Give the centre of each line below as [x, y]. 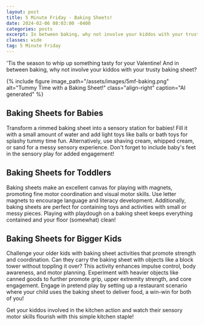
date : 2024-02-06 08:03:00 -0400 [49, 23]
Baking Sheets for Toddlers [59, 173]
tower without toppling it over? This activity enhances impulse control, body [101, 266]
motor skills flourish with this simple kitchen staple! [70, 317]
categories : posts [29, 29]
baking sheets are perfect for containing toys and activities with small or [97, 206]
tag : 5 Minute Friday [34, 46]
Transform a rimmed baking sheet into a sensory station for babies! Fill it [97, 127]
